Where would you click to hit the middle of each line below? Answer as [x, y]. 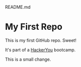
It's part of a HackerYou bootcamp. [40, 50]
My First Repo [34, 27]
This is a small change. [28, 59]
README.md [18, 7]
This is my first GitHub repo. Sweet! [41, 40]
